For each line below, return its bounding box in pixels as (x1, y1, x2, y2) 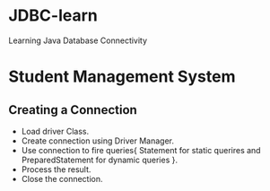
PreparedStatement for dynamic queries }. (21, 154, 179, 165)
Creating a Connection (8, 102, 138, 117)
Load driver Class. (21, 126, 90, 136)
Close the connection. (21, 173, 104, 184)
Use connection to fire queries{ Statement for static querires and (21, 144, 261, 155)
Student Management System (8, 66, 236, 87)
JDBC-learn (8, 5, 98, 26)
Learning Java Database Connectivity (8, 35, 148, 46)
